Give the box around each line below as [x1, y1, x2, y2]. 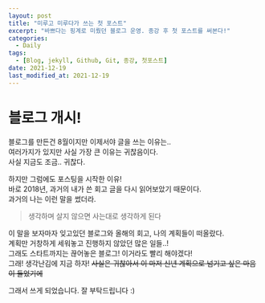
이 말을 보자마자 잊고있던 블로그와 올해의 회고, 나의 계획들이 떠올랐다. [8, 228, 225, 238]
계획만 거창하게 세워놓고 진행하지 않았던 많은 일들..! [8, 238, 169, 248]
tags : [8, 49, 26, 57]
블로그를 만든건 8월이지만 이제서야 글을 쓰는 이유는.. [8, 137, 171, 146]
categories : [8, 34, 48, 43]
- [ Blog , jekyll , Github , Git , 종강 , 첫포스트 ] [15, 57, 168, 65]
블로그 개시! [8, 109, 82, 127]
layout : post [8, 11, 52, 20]
